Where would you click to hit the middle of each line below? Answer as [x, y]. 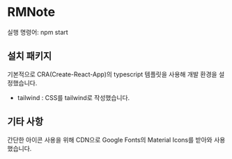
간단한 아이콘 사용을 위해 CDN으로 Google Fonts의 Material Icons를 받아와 [110, 140]
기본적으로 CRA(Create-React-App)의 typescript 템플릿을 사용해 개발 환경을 [112, 74]
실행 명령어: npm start [38, 32]
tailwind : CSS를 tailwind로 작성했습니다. [74, 97]
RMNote [31, 12]
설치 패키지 [30, 56]
